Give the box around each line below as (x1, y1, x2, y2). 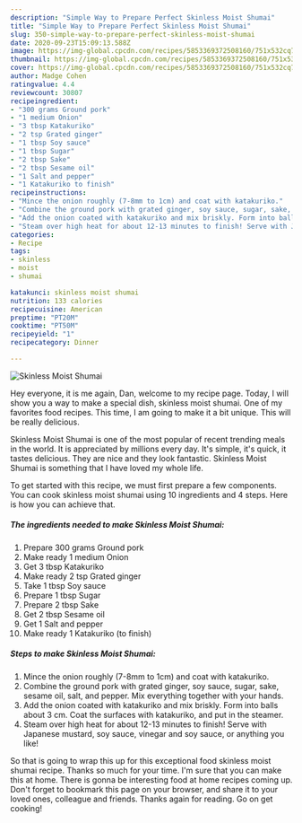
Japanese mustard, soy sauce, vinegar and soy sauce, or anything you (22, 728, 285, 739)
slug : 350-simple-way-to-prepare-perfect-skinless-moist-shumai (10, 30, 255, 39)
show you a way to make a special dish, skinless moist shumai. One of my (10, 397, 283, 408)
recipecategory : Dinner (10, 338, 99, 347)
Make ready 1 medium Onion (22, 551, 129, 562)
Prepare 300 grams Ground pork (22, 542, 144, 553)
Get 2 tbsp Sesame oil (22, 608, 106, 619)
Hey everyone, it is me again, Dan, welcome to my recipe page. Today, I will (10, 388, 289, 398)
